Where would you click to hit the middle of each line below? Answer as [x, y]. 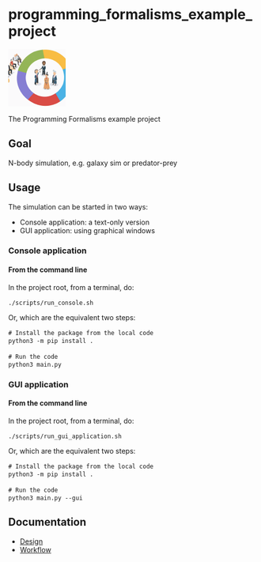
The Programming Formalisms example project [84, 119]
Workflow [35, 549]
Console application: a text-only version [85, 222]
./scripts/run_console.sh [51, 303]
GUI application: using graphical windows [87, 230]
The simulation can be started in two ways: [78, 206]
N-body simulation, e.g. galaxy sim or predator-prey [93, 163]
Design [31, 541]
